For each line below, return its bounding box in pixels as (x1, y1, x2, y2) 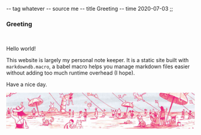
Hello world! (6, 45, 36, 53)
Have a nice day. (6, 81, 47, 88)
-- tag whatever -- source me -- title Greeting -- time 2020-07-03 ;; (6, 5, 173, 12)
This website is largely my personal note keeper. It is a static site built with (6, 57, 189, 64)
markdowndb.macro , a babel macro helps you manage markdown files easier (6, 63, 190, 70)
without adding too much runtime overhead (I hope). (6, 69, 135, 76)
